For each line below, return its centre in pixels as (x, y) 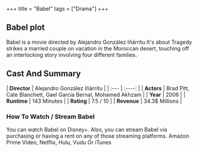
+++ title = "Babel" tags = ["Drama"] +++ (57, 9)
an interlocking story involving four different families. (72, 55)
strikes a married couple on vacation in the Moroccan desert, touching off (98, 48)
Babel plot (26, 27)
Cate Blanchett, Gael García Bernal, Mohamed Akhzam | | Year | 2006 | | (96, 94)
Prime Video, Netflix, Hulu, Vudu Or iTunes (59, 142)
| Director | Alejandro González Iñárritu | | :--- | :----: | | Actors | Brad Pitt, (98, 88)
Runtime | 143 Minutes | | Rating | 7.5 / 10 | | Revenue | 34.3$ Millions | (94, 101)
